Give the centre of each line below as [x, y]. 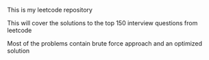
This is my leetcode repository [50, 10]
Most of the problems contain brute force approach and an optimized [105, 43]
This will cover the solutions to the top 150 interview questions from [102, 23]
